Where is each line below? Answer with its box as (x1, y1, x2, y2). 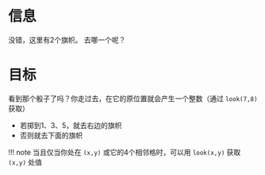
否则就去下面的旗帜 (19, 130, 83, 140)
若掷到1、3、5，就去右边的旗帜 (19, 120, 122, 130)
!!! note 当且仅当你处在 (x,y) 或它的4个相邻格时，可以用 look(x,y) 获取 (8, 147, 241, 157)
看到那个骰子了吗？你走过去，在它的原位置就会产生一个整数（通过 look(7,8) (8, 93, 258, 103)
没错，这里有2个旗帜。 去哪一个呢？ (8, 35, 126, 45)
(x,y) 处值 (8, 157, 42, 167)
